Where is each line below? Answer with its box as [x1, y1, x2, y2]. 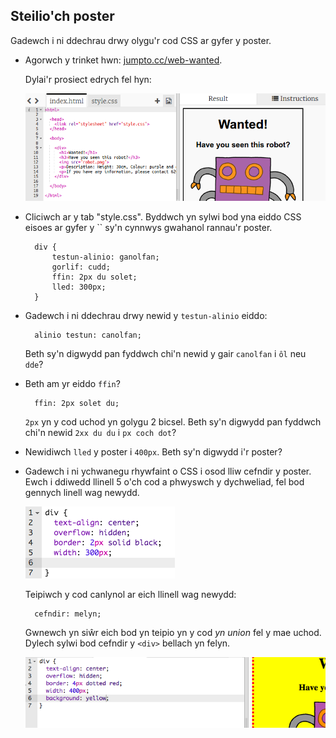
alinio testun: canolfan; [34, 330, 142, 340]
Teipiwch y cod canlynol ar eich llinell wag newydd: [24, 588, 237, 600]
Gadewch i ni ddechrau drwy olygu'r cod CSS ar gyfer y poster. [10, 34, 272, 46]
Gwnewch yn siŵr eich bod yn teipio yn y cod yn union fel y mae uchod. [24, 626, 322, 638]
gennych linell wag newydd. [24, 486, 140, 498]
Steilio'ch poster [10, 8, 115, 25]
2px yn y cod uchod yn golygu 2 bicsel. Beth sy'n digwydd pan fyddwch [24, 415, 322, 428]
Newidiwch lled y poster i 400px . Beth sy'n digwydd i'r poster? [24, 445, 283, 458]
